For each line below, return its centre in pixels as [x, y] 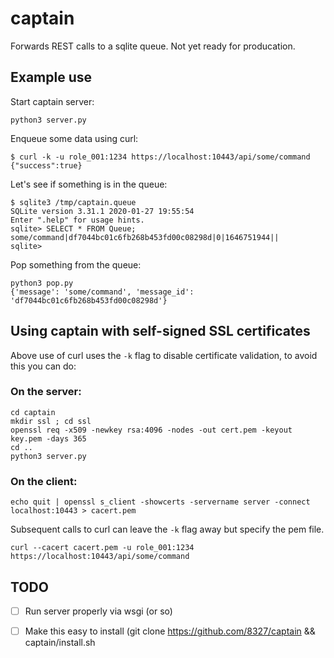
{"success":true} [46, 165]
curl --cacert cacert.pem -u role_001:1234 [102, 548]
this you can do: [43, 366]
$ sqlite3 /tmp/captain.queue [73, 202]
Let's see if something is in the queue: [89, 184]
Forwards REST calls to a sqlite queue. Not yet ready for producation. [153, 46]
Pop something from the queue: [76, 264]
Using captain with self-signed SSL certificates [160, 331]
